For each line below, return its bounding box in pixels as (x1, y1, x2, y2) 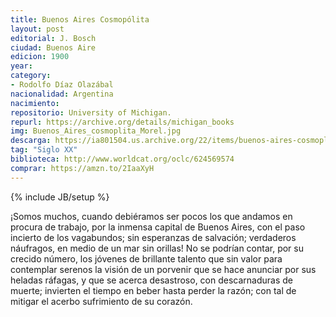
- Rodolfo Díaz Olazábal (10, 80, 114, 90)
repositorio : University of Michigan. (10, 107, 172, 118)
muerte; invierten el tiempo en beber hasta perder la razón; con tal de (10, 284, 297, 296)
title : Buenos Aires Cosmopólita (10, 14, 150, 25)
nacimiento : (10, 98, 60, 108)
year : (10, 61, 33, 71)
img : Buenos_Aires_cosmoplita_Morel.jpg (10, 126, 182, 136)
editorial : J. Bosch (10, 33, 97, 43)
